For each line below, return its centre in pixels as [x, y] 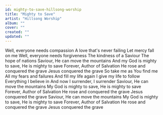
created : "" [17, 32]
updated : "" [17, 37]
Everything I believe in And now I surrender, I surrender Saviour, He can [77, 81]
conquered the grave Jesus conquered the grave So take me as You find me [81, 71]
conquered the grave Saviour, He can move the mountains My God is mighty [81, 97]
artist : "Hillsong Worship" [34, 18]
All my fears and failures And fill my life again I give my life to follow [72, 76]
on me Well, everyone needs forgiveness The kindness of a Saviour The [77, 55]
